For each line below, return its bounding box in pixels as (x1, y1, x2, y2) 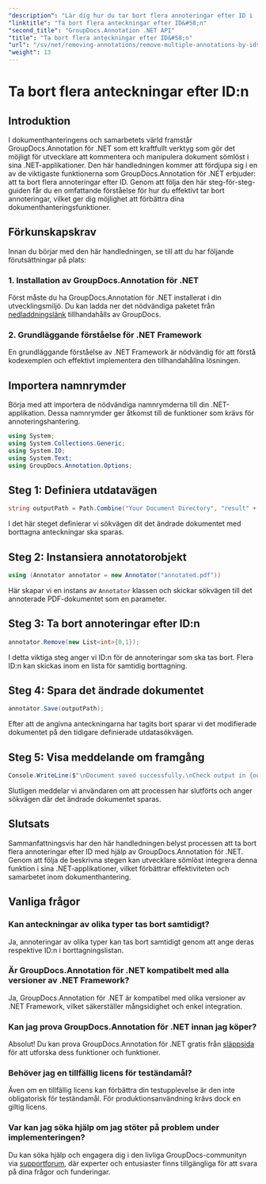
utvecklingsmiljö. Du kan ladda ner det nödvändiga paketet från (8, 301, 215, 311)
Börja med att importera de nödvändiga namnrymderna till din (8, 400, 210, 409)
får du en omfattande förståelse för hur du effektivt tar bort (32, 186, 225, 195)
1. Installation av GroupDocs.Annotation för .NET (8, 274, 199, 285)
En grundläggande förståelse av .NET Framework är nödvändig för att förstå (8, 347, 256, 357)
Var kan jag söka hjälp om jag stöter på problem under (8, 1122, 220, 1133)
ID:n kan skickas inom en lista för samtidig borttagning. (8, 661, 188, 670)
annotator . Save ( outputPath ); (8, 705, 104, 713)
